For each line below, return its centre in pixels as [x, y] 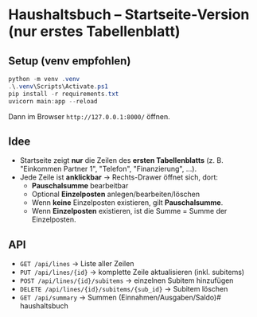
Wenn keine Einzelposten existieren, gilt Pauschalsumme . [127, 203]
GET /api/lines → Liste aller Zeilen [77, 264]
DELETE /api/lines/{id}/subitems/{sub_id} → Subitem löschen [124, 289]
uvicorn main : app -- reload [53, 101]
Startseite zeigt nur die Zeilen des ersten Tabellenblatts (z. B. [122, 160]
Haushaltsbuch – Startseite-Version [129, 15]
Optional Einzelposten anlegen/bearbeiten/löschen [116, 194]
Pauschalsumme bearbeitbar [80, 186]
